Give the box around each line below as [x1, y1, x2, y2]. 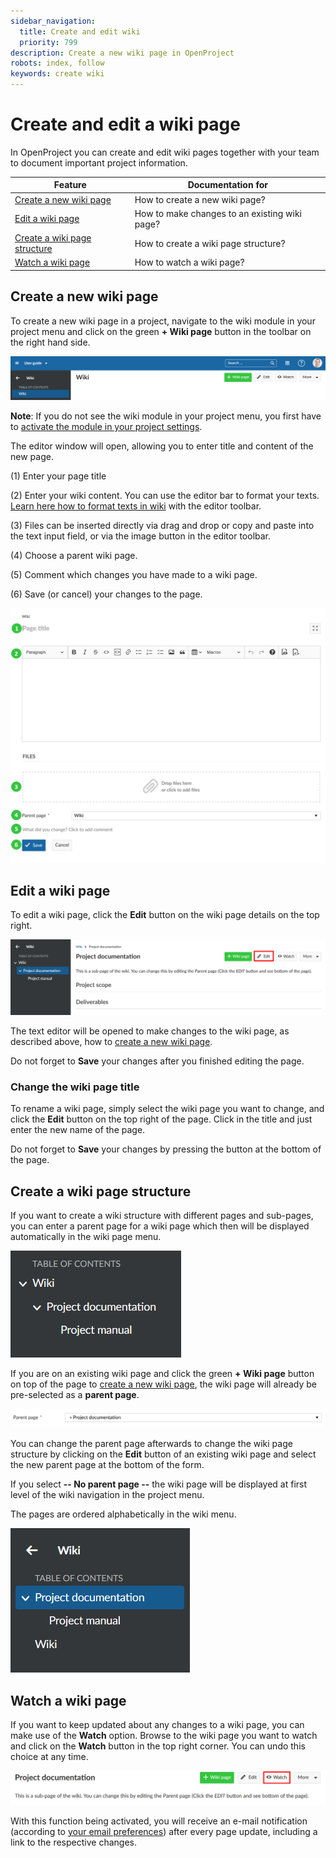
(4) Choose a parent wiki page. [10, 550, 138, 562]
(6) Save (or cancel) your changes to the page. [10, 588, 203, 600]
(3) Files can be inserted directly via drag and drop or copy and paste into [10, 520, 315, 532]
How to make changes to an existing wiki [134, 207, 303, 219]
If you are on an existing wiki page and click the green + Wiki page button [10, 1368, 315, 1380]
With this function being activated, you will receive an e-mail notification [10, 1815, 308, 1827]
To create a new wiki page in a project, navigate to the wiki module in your [10, 315, 316, 327]
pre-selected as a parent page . [10, 1389, 140, 1401]
